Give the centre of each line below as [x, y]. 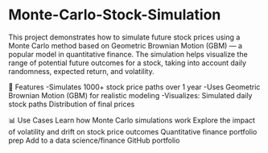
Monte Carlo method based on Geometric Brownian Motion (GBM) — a [126, 45]
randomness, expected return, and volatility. [81, 71]
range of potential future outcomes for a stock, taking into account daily [128, 63]
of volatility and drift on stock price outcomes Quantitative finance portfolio [133, 131]
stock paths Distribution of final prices [72, 104]
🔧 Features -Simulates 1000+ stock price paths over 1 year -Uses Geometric [134, 87]
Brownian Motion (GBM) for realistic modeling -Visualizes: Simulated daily [130, 95]
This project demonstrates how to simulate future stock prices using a [124, 37]
